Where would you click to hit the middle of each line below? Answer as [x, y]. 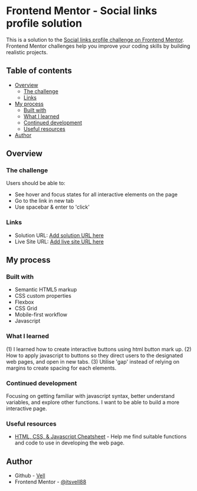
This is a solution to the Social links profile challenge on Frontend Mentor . [95, 39]
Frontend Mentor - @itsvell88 [50, 482]
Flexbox [24, 302]
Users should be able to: [36, 183]
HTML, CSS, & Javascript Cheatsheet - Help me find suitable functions [101, 437]
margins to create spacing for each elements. [61, 368]
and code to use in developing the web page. [70, 443]
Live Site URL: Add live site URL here [59, 241]
